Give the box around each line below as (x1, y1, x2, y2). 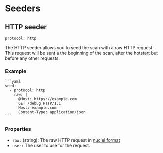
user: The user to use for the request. (12, 142, 91, 148)
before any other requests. (5, 55, 60, 61)
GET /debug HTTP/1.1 (18, 101, 61, 106)
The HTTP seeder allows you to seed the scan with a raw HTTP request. (5, 45, 154, 50)
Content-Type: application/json (18, 110, 86, 115)
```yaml (5, 79, 21, 84)
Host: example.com (18, 105, 57, 110)
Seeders (5, 3, 41, 14)
